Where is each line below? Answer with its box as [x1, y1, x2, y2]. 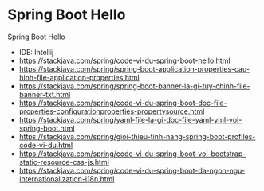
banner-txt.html [18, 89, 71, 99]
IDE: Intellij [18, 47, 54, 57]
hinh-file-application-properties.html [18, 72, 140, 82]
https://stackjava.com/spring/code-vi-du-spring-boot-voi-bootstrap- [18, 149, 246, 158]
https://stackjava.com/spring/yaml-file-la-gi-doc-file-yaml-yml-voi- [18, 115, 242, 124]
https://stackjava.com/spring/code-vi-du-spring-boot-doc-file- [18, 98, 228, 107]
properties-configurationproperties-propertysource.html [18, 106, 205, 116]
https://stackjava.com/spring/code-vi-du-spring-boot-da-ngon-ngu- [18, 166, 246, 175]
